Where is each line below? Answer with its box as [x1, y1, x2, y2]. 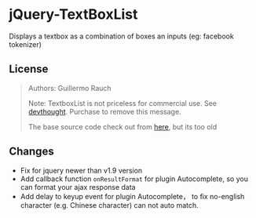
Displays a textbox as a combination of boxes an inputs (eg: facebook [9, 31, 234, 41]
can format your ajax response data [20, 182, 136, 191]
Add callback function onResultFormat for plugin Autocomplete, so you [20, 174, 248, 183]
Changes [9, 145, 54, 158]
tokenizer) [9, 39, 42, 49]
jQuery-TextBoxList [9, 5, 138, 24]
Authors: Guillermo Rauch [27, 83, 112, 93]
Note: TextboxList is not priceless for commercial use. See [27, 98, 217, 107]
